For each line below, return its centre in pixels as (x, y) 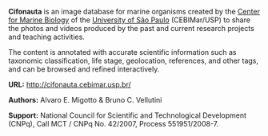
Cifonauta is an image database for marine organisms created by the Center (134, 12)
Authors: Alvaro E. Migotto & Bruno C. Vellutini (85, 100)
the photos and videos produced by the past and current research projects (131, 28)
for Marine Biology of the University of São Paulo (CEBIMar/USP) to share (129, 20)
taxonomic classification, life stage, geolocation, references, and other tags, (133, 60)
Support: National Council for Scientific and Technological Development (127, 115)
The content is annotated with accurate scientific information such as (122, 52)
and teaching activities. (47, 37)
